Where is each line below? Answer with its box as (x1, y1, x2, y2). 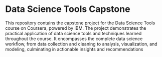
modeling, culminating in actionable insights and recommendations (5, 46, 143, 52)
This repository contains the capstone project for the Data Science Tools (5, 20, 155, 26)
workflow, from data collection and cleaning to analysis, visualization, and (5, 41, 157, 47)
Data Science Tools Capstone (5, 3, 130, 15)
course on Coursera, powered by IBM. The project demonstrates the (5, 25, 146, 31)
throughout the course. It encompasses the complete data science (5, 36, 143, 42)
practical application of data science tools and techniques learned (5, 30, 142, 36)
